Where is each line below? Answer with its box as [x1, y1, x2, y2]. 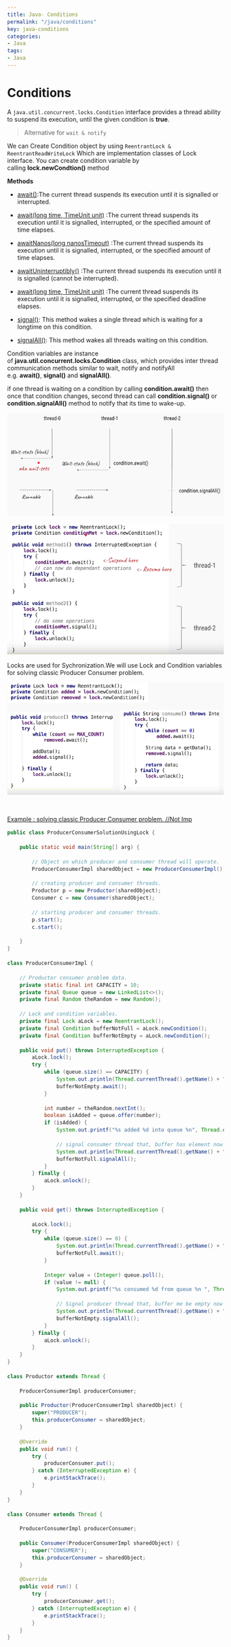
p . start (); [32, 916, 63, 923]
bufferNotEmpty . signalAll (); [56, 1315, 140, 1322]
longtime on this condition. [16, 322, 93, 331]
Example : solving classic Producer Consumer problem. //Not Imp [7, 815, 192, 823]
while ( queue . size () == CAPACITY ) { [43, 1069, 149, 1076]
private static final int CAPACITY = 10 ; [19, 982, 140, 988]
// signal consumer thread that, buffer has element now [56, 1141, 223, 1148]
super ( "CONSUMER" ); [32, 1547, 88, 1554]
